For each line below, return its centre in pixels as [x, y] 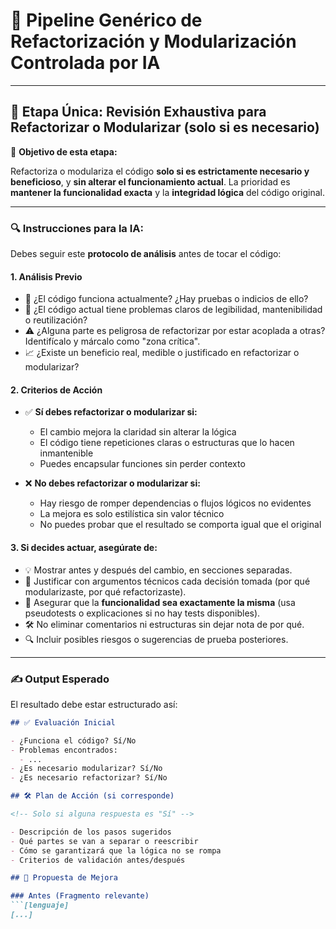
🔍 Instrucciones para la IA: [77, 228]
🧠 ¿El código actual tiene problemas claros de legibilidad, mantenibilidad [173, 310]
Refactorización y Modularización [153, 41]
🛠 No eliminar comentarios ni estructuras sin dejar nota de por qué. [164, 624]
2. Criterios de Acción [56, 390]
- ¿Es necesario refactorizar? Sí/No [89, 778]
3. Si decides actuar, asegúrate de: [84, 548]
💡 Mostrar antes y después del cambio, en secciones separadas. [158, 570]
